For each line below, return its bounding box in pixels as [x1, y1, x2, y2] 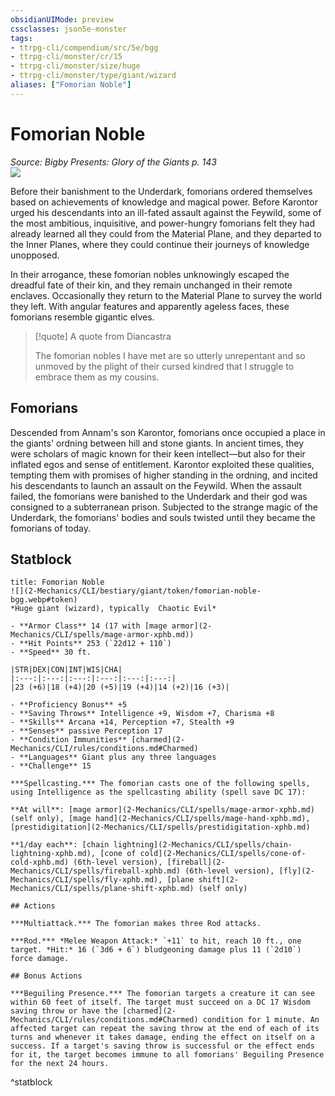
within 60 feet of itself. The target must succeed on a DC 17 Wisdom [10, 997, 311, 1008]
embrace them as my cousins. [34, 371, 160, 383]
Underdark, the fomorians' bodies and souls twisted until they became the [10, 511, 316, 523]
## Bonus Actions [10, 971, 83, 981]
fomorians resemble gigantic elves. [10, 311, 155, 323]
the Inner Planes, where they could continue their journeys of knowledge [10, 238, 310, 250]
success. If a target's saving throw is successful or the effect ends [10, 1041, 315, 1051]
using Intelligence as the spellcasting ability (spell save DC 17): [10, 787, 307, 798]
